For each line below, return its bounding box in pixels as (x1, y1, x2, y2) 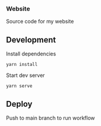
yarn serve (6, 83, 33, 89)
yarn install (6, 62, 38, 68)
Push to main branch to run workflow (6, 114, 95, 121)
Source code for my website (6, 18, 74, 25)
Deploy (6, 99, 33, 109)
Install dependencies (6, 50, 57, 57)
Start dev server (6, 72, 45, 79)
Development (6, 34, 57, 45)
